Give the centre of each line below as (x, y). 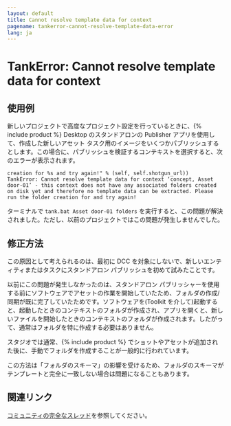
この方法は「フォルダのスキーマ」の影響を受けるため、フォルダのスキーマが (115, 366)
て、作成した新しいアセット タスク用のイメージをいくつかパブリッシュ (107, 143)
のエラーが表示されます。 (43, 160)
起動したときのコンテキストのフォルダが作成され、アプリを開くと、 (115, 311)
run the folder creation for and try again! (72, 198)
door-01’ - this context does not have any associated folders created (112, 186)
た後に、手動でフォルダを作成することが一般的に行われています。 (100, 350)
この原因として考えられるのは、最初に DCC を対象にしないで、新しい (106, 261)
